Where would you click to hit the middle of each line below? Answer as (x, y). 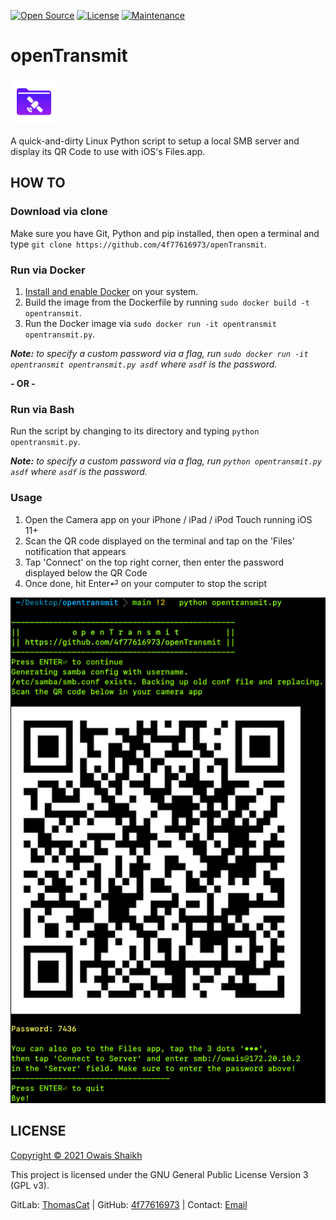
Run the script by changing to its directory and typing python (135, 431)
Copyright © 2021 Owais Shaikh (76, 1155)
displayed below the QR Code (86, 572)
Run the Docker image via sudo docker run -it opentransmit (150, 323)
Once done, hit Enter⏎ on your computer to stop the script (145, 583)
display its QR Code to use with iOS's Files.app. (108, 151)
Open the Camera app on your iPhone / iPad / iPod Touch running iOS (168, 519)
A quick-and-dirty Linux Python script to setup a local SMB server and (155, 141)
